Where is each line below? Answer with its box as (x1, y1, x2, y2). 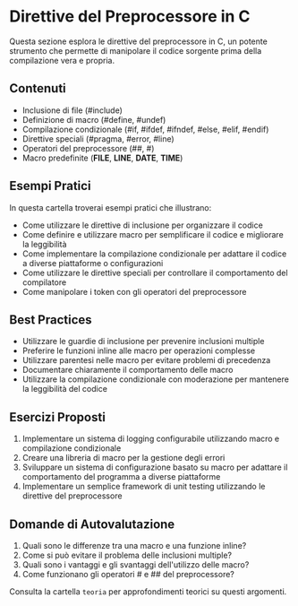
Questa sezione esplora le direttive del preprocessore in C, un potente (9, 36, 268, 47)
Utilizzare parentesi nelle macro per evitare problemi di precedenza (21, 355, 271, 366)
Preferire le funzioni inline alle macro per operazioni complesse (21, 345, 256, 356)
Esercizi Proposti (9, 410, 106, 425)
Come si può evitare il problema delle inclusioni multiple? (21, 550, 233, 560)
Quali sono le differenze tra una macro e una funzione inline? (21, 541, 247, 550)
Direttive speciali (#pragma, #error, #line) (21, 133, 175, 144)
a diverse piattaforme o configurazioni (21, 257, 164, 268)
